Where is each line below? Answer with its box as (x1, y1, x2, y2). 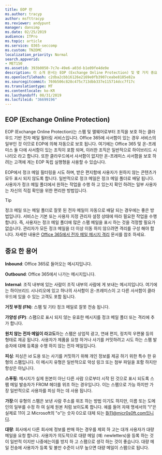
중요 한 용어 (5, 247, 38, 255)
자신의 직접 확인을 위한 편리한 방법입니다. (10, 187, 88, 193)
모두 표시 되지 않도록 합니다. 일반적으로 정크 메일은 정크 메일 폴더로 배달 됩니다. (5, 175, 155, 181)
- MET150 (5, 61, 23, 66)
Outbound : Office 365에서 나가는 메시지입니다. (5, 271, 96, 277)
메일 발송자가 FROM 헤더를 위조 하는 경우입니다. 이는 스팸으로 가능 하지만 (10, 381, 149, 387)
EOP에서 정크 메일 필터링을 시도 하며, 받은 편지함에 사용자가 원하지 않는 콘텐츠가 (5, 169, 157, 175)
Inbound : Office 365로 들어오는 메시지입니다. (5, 260, 92, 267)
